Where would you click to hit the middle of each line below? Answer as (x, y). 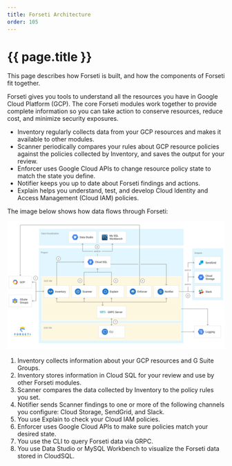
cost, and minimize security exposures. (63, 119)
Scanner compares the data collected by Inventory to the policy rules (115, 389)
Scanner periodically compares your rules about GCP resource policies (118, 147)
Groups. (28, 368)
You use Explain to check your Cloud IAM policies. (88, 419)
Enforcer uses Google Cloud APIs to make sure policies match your (113, 426)
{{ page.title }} (50, 57)
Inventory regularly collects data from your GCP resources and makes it (119, 132)
